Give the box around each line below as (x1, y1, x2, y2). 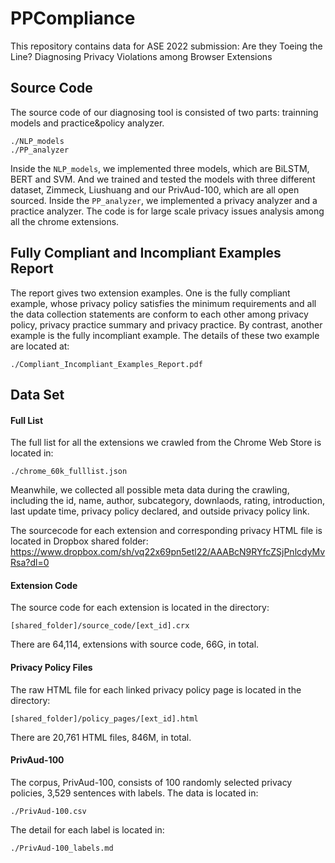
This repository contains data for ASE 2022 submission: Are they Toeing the (10, 40, 323, 52)
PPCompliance (10, 7, 136, 30)
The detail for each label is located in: (10, 823, 165, 836)
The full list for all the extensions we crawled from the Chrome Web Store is (10, 437, 322, 449)
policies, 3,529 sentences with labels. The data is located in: (10, 787, 259, 799)
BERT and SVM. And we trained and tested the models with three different (10, 173, 316, 185)
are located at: (10, 340, 70, 352)
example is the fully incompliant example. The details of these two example (10, 329, 320, 341)
